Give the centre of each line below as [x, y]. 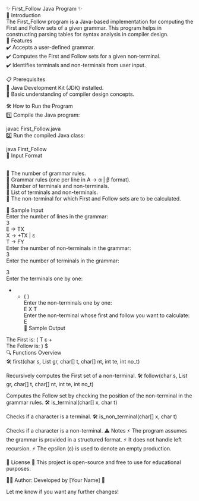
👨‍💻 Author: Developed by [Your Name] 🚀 [56, 480]
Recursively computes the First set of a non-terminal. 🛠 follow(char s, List [97, 375]
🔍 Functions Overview [34, 353]
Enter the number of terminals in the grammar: [63, 261]
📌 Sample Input [25, 210]
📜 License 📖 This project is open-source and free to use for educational [94, 462]
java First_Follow [26, 149]
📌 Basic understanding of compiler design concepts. [70, 94]
